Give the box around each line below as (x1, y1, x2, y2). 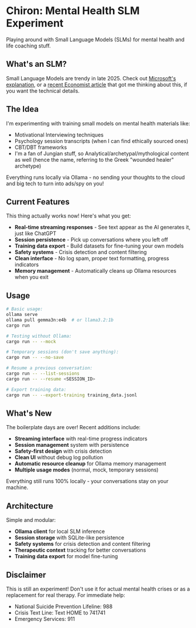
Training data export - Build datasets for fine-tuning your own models (14, 242, 184, 250)
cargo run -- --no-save (6, 355, 64, 361)
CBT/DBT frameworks (14, 144, 67, 151)
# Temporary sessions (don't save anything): (6, 349, 119, 355)
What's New (6, 408, 52, 418)
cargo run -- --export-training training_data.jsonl (6, 392, 137, 398)
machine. (6, 484, 29, 491)
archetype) (14, 162, 42, 169)
